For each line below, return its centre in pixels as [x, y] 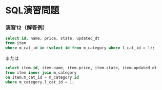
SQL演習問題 [32, 10]
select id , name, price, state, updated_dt [53, 39]
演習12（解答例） [26, 27]
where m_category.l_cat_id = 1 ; [40, 82]
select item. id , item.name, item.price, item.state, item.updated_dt [81, 68]
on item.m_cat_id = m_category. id [42, 77]
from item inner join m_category [41, 72]
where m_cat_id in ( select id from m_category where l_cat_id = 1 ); [80, 48]
